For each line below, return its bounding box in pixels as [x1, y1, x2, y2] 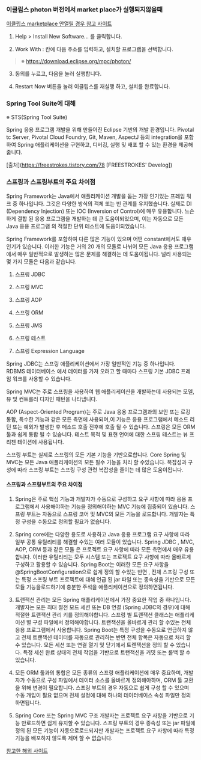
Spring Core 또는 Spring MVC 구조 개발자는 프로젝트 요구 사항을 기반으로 [14, 712, 188, 719]
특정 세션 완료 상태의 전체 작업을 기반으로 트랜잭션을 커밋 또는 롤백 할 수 [23, 649, 191, 656]
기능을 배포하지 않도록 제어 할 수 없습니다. [14, 735, 113, 742]
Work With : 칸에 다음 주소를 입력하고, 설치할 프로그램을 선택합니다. [14, 46, 174, 53]
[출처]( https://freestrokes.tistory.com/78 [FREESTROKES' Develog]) [6, 161, 173, 168]
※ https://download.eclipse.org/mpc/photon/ [20, 58, 131, 65]
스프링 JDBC [14, 271, 46, 278]
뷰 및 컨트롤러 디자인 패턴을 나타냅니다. [6, 395, 98, 402]
